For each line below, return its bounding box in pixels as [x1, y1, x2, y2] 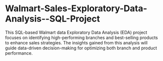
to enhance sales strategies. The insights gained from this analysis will [5, 40, 148, 45]
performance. [5, 50, 33, 56]
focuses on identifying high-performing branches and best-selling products [5, 35, 158, 41]
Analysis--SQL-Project [5, 13, 100, 24]
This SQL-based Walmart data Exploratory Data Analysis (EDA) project [5, 29, 147, 35]
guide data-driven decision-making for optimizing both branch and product [5, 45, 157, 51]
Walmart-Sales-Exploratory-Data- [5, 3, 147, 14]
